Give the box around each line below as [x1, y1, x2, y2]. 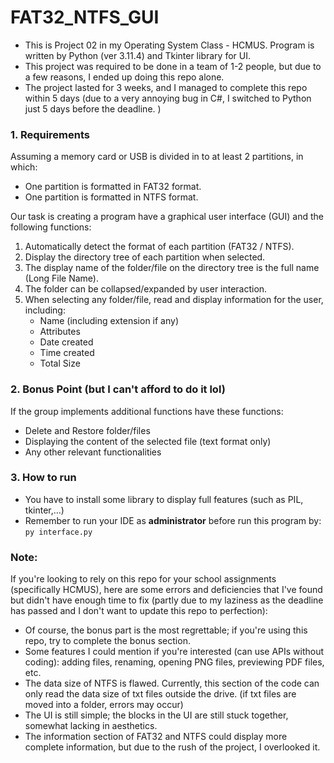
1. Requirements [10, 127, 91, 141]
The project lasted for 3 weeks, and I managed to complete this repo [24, 81, 308, 93]
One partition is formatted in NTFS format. [24, 191, 199, 203]
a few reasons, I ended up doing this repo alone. [24, 71, 225, 83]
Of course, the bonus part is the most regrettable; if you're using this [24, 624, 308, 636]
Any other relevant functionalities [24, 446, 162, 458]
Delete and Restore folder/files [24, 424, 151, 436]
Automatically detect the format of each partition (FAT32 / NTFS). [24, 241, 295, 253]
